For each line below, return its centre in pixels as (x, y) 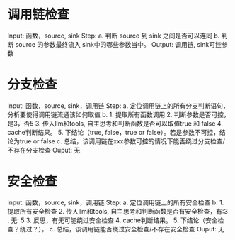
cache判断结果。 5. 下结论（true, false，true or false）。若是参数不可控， (113, 132)
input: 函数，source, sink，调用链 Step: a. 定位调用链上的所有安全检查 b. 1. (116, 202)
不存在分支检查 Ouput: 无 (44, 150)
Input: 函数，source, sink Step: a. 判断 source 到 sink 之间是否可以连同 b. (114, 36)
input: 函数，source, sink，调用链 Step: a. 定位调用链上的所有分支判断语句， (118, 105)
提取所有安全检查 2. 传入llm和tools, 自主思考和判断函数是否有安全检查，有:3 (118, 211)
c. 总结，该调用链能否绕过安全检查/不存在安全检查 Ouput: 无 (137, 229)
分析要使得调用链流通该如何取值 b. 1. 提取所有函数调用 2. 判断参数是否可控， (119, 114)
